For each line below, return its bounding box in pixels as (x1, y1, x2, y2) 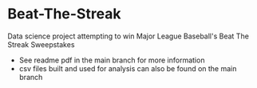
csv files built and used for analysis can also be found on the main (18, 63, 237, 73)
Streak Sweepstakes (7, 39, 75, 49)
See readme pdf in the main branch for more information (18, 55, 205, 65)
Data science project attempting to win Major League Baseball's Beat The (7, 31, 249, 41)
